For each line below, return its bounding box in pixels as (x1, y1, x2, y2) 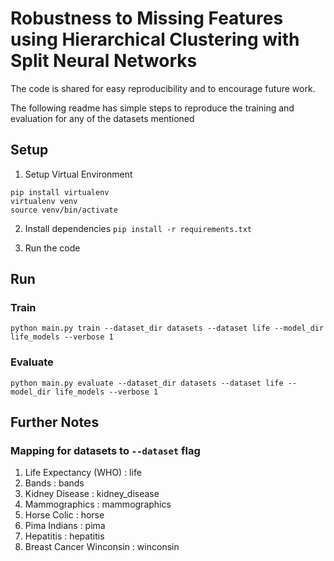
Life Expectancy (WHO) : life (24, 467, 142, 479)
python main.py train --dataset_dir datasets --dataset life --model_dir (10, 323, 325, 334)
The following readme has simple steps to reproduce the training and (10, 102, 295, 114)
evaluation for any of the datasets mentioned (10, 112, 195, 124)
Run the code (24, 242, 81, 254)
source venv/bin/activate (10, 205, 118, 215)
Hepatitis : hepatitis (24, 530, 105, 542)
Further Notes (10, 414, 100, 431)
